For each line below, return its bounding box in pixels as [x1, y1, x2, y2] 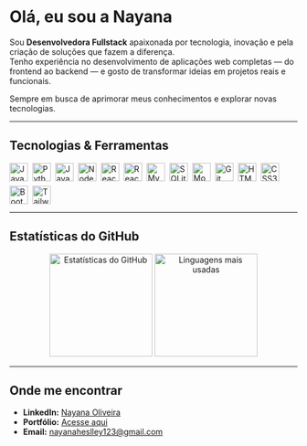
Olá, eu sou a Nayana [9, 6, 173, 27]
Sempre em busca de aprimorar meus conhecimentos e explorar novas [9, 93, 277, 104]
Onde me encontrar [9, 382, 123, 398]
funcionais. [9, 75, 52, 86]
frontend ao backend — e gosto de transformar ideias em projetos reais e [9, 66, 286, 77]
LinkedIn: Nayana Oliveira [22, 407, 122, 418]
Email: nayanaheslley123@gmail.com [22, 427, 164, 438]
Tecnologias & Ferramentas [9, 138, 169, 154]
